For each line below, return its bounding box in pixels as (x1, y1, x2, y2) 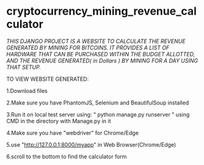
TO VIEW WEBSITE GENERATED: (6, 75, 89, 82)
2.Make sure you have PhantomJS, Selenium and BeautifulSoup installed (6, 99, 189, 106)
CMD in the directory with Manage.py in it (6, 117, 111, 125)
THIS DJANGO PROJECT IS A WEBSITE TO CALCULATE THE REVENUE (6, 37, 186, 45)
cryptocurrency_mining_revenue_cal (6, 4, 197, 18)
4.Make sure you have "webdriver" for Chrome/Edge (6, 129, 139, 136)
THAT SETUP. (6, 63, 42, 71)
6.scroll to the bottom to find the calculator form (6, 153, 127, 160)
